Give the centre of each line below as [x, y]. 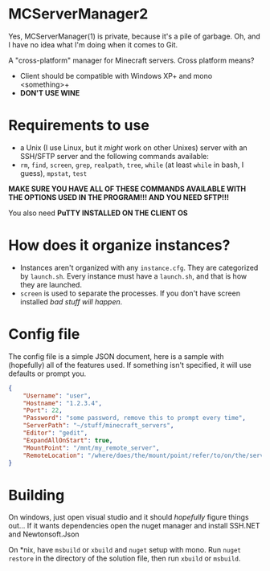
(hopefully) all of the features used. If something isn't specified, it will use [130, 365]
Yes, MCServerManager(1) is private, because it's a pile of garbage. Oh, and [135, 36]
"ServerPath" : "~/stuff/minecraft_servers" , [98, 426]
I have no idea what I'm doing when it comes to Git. [93, 44]
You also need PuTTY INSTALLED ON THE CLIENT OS [98, 213]
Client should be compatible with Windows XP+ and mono [116, 75]
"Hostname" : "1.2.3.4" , [63, 403]
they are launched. [51, 284]
